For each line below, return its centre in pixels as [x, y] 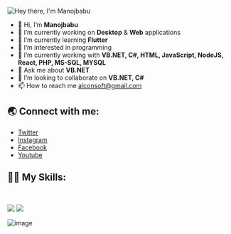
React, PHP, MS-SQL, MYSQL [62, 63]
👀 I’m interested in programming [65, 47]
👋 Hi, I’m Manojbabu [48, 25]
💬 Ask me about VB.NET [54, 70]
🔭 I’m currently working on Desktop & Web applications [99, 32]
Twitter [28, 132]
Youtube [30, 155]
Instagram [32, 139]
